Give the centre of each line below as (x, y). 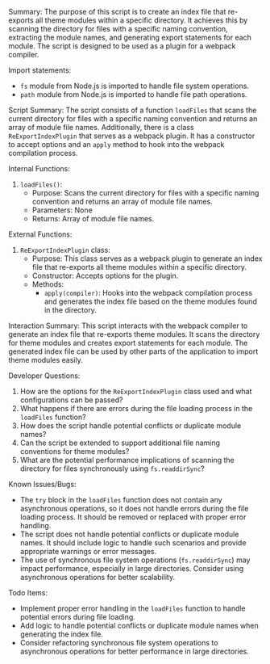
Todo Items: (28, 593)
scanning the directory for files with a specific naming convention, (118, 29)
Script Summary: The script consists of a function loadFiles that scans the (133, 110)
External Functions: (40, 234)
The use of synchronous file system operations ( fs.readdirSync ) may (135, 560)
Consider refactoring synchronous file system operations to (119, 643)
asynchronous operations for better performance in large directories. (135, 651)
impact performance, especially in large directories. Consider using (132, 568)
